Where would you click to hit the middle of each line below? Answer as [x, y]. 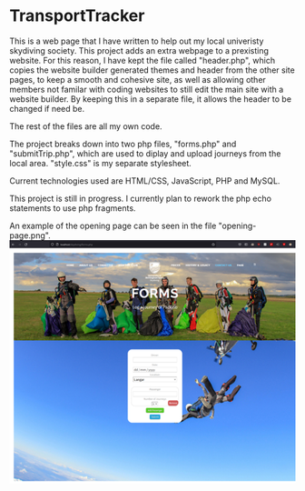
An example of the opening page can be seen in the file [113, 225]
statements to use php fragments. [73, 208]
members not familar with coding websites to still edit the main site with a [147, 89]
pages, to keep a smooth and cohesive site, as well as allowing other [138, 79]
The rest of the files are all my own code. [86, 126]
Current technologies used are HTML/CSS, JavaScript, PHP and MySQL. [145, 180]
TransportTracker [77, 16]
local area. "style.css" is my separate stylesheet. [101, 163]
